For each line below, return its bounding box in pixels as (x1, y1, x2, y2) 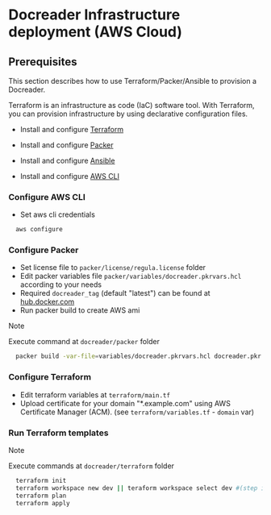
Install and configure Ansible (19, 156, 115, 165)
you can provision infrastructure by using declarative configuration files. (8, 109, 248, 118)
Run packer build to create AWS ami (19, 305, 140, 315)
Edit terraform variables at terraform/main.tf (19, 389, 171, 400)
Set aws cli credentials (19, 210, 95, 219)
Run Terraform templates (8, 427, 109, 438)
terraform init (15, 476, 67, 484)
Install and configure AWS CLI (19, 172, 119, 181)
